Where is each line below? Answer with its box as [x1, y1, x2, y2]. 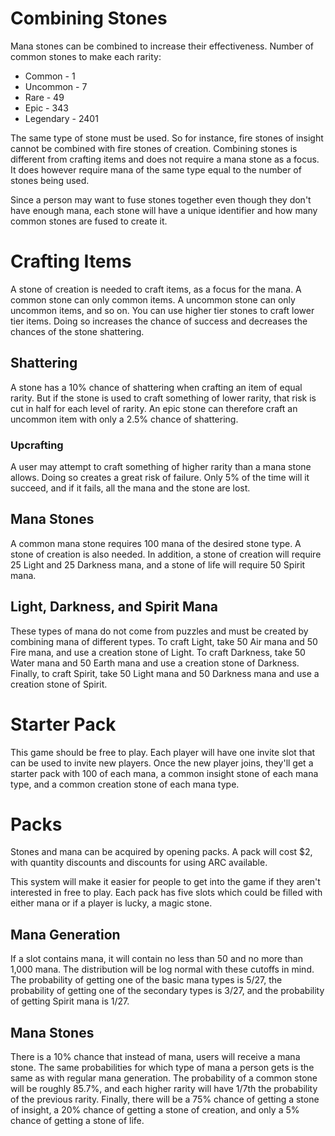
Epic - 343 [24, 102, 69, 114]
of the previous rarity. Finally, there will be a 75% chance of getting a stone [10, 1093, 320, 1106]
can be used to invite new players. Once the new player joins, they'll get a [10, 757, 314, 769]
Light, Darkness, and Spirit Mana [10, 598, 218, 616]
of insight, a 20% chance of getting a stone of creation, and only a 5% [10, 1104, 300, 1116]
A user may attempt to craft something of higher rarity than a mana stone [10, 460, 312, 472]
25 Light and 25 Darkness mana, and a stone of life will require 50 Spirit [10, 558, 306, 571]
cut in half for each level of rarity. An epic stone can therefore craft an [10, 402, 298, 414]
